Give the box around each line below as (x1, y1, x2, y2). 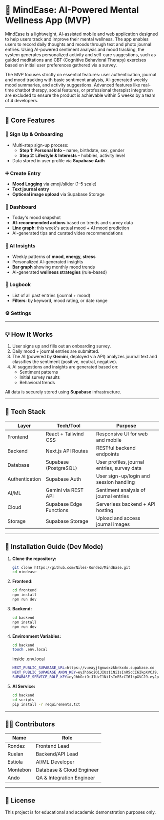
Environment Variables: (12, 633, 61, 639)
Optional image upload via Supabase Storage (12, 191, 105, 197)
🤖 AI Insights (5, 242, 36, 249)
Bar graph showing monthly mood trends (12, 264, 95, 270)
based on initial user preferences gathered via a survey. (5, 62, 117, 68)
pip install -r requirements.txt (12, 702, 81, 707)
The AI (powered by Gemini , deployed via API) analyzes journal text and (12, 353, 157, 359)
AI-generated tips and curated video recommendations (12, 230, 123, 236)
